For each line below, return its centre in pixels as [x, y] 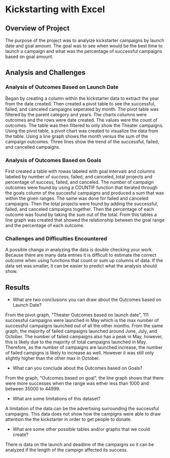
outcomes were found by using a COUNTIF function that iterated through [81, 187]
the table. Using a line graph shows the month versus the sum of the [77, 136]
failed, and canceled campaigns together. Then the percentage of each [80, 209]
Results [18, 287]
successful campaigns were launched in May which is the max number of [82, 320]
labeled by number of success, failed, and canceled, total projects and [79, 176]
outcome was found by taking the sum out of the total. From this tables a [81, 214]
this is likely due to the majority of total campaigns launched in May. [76, 342]
